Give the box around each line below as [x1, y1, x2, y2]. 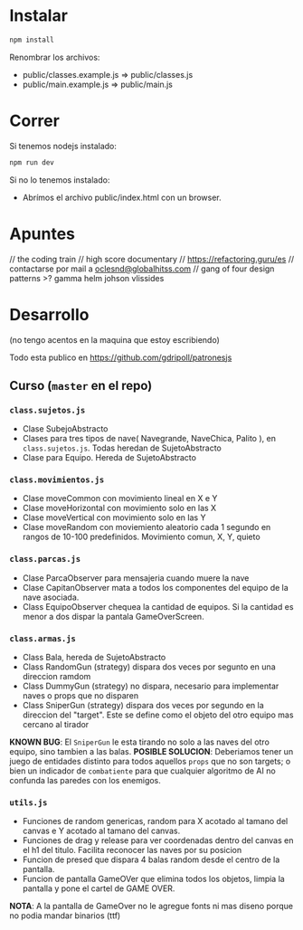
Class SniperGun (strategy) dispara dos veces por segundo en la [22, 700, 264, 711]
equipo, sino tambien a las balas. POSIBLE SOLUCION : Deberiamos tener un [9, 746, 294, 757]
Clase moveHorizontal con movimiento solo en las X [22, 503, 217, 514]
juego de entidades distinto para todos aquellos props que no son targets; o [9, 756, 291, 767]
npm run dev [9, 157, 54, 167]
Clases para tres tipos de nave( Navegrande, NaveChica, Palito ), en [22, 433, 276, 444]
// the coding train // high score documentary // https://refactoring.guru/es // [9, 253, 295, 264]
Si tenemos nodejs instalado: [9, 140, 118, 151]
